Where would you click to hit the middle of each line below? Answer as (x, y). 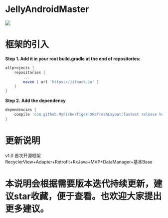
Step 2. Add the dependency (36, 100)
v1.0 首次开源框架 (23, 155)
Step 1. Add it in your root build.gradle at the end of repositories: (73, 58)
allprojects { (20, 68)
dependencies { (21, 110)
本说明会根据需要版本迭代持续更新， (80, 184)
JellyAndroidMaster (47, 9)
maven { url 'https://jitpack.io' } (61, 82)
